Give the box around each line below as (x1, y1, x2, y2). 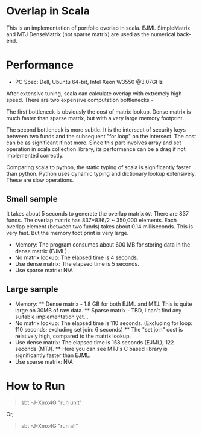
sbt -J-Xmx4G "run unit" (21, 399, 83, 406)
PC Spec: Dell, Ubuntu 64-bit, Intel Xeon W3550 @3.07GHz (14, 78, 163, 85)
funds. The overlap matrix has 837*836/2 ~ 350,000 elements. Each (6, 216, 177, 224)
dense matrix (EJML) (14, 247, 68, 254)
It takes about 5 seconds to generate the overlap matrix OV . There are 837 (6, 210, 189, 217)
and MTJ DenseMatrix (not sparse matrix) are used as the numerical (6, 30, 176, 37)
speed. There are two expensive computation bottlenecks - (6, 96, 154, 103)
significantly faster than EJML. (14, 352, 91, 359)
